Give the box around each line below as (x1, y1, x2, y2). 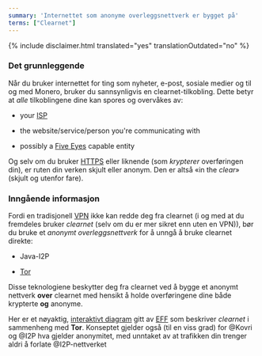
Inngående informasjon (8, 193, 101, 204)
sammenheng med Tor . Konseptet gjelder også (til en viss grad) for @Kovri (8, 323, 253, 332)
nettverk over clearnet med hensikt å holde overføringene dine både (8, 290, 232, 301)
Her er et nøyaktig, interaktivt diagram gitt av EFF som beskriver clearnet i (8, 314, 249, 324)
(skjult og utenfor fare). (8, 173, 84, 183)
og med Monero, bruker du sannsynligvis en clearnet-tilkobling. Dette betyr (8, 86, 254, 96)
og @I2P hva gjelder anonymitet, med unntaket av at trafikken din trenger (8, 331, 248, 341)
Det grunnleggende (8, 60, 85, 71)
